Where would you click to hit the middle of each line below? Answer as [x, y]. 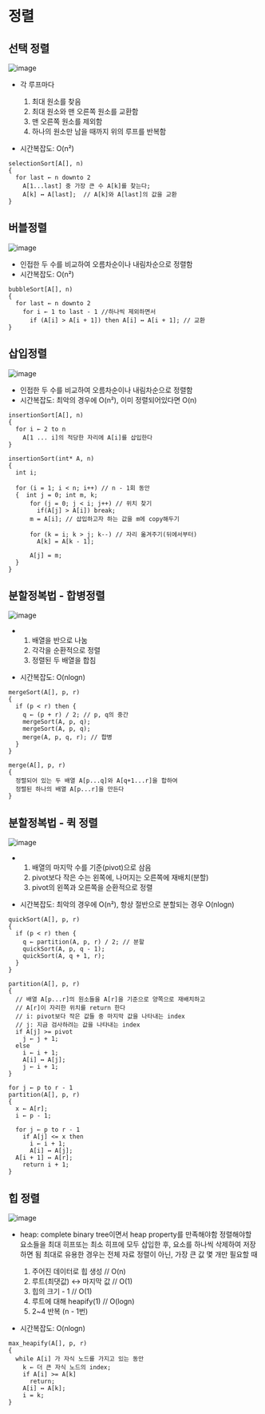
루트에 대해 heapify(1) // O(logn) [83, 1301]
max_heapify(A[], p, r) [48, 1344]
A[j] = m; [45, 555]
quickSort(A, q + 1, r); [64, 956]
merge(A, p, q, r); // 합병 [68, 737]
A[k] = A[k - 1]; [65, 541]
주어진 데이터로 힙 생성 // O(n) [79, 1272]
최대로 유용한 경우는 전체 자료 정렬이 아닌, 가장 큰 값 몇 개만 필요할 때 [150, 1254]
